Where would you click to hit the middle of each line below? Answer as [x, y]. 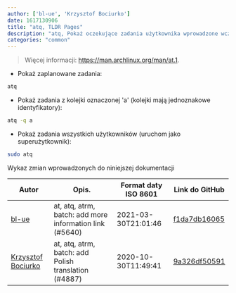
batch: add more [81, 214]
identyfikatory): [40, 107]
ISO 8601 [142, 194]
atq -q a [20, 120]
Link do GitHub [199, 189]
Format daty [142, 185]
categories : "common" [39, 40]
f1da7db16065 [199, 219]
